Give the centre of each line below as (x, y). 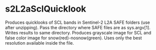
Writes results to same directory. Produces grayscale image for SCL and (78, 33)
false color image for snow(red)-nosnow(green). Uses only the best (74, 38)
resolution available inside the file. (40, 43)
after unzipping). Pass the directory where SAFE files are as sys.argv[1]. (78, 27)
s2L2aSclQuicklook (46, 9)
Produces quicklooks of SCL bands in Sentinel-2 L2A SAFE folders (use (78, 22)
